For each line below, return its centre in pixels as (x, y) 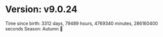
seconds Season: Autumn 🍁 (34, 28)
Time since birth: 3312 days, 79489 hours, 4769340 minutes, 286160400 (82, 23)
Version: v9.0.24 (41, 9)
